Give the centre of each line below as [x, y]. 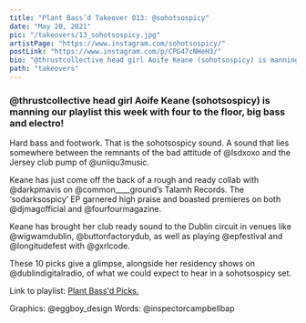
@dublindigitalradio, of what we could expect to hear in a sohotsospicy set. [151, 273]
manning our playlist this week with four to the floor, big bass [147, 112]
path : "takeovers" [44, 69]
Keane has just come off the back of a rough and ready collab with [134, 180]
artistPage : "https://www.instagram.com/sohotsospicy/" [117, 43]
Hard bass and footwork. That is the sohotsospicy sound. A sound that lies [149, 143]
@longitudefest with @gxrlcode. [70, 246]
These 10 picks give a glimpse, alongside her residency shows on [132, 264]
